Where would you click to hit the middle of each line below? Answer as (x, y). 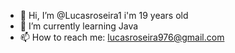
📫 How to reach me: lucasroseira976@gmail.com (122, 37)
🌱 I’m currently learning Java (79, 26)
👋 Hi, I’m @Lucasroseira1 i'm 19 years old (104, 15)
